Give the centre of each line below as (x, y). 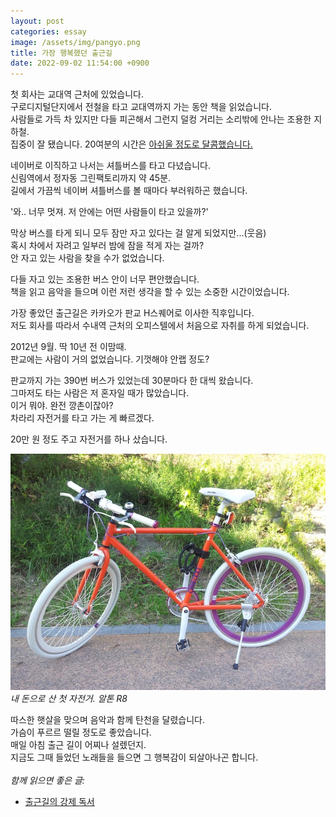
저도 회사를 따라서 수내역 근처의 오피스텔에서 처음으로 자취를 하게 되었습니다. (160, 326)
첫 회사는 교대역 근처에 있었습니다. (77, 94)
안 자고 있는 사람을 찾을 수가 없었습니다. (87, 258)
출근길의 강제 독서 (59, 802)
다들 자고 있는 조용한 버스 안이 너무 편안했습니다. (105, 279)
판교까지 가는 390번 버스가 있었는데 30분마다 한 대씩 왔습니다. (132, 381)
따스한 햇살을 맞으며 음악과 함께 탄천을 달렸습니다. (108, 720)
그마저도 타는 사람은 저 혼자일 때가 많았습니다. (100, 393)
